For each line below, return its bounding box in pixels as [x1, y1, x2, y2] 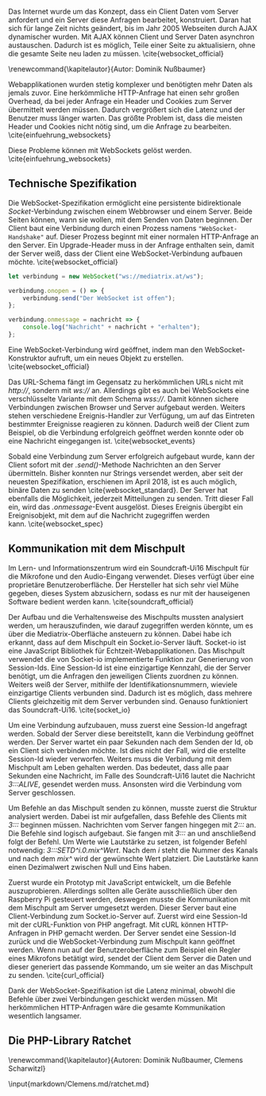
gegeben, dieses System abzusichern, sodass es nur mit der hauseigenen [8, 588, 250, 598]
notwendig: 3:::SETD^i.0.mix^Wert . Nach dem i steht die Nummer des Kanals [8, 845, 258, 855]
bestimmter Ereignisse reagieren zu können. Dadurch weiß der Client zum [8, 419, 250, 429]
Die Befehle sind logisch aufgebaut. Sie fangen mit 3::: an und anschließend [8, 829, 256, 838]
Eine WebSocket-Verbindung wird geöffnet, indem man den [8, 344, 203, 354]
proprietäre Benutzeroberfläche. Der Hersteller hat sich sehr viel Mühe [8, 579, 240, 590]
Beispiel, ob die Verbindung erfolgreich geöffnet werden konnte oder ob [8, 428, 245, 437]
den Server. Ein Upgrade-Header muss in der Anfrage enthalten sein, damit [8, 240, 255, 249]
